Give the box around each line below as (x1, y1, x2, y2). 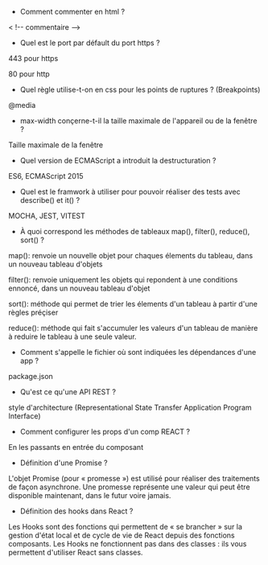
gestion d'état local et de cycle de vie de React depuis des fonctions (8, 530, 235, 540)
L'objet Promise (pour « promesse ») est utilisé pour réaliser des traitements (8, 474, 260, 483)
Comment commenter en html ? (19, 7, 126, 16)
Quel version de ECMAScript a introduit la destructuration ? (19, 156, 216, 165)
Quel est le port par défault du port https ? (19, 38, 160, 47)
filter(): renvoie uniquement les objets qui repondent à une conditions (8, 275, 238, 284)
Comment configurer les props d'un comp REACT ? (19, 427, 191, 436)
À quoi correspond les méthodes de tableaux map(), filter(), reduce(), (19, 227, 250, 236)
